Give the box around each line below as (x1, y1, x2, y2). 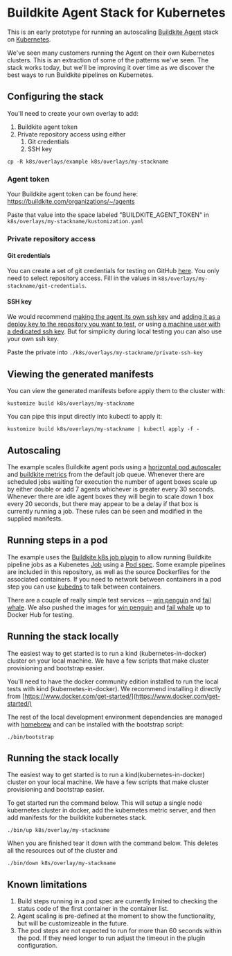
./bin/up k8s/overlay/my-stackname (7, 827, 110, 834)
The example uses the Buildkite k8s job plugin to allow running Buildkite (7, 553, 212, 561)
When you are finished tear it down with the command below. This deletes (7, 839, 219, 847)
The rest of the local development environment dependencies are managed (7, 713, 223, 721)
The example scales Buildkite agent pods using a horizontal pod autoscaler (7, 463, 222, 471)
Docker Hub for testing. (7, 610, 74, 618)
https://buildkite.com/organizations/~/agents (7, 198, 135, 206)
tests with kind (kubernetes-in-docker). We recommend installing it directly (7, 684, 222, 693)
